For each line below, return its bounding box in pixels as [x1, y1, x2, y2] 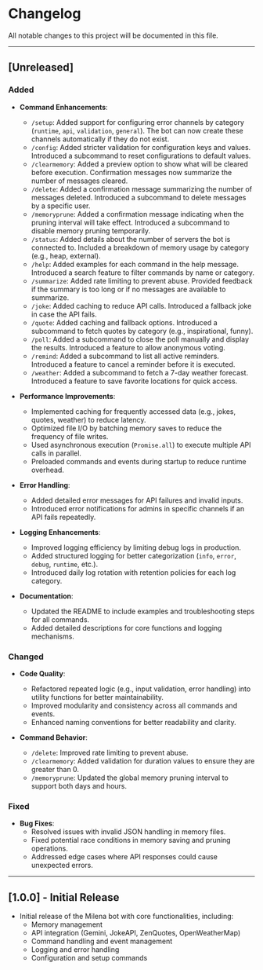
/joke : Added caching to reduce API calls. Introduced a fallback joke [31, 301, 252, 310]
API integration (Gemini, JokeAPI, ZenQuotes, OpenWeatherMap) [31, 928, 241, 938]
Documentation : [19, 591, 74, 601]
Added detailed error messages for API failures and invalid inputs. [31, 496, 243, 505]
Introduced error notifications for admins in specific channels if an [31, 503, 245, 513]
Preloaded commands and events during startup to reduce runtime [31, 456, 247, 466]
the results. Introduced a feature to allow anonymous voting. [31, 342, 225, 352]
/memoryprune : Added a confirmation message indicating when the [31, 209, 244, 218]
